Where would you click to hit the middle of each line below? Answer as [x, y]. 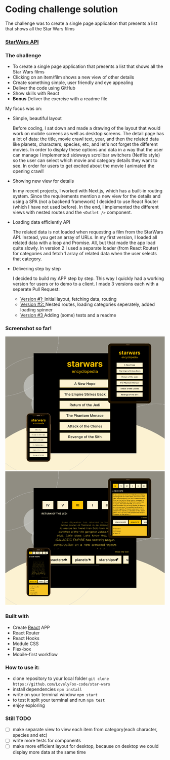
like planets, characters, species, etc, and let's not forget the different [85, 144]
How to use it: [23, 667]
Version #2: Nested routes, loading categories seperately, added [88, 304]
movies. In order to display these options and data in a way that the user [88, 150]
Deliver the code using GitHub [44, 88]
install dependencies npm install [47, 689]
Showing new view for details [43, 181]
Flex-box [22, 649]
